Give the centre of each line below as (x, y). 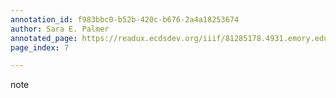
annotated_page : (44, 38)
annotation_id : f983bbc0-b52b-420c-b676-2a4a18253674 (125, 19)
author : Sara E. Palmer (60, 29)
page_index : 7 (40, 47)
